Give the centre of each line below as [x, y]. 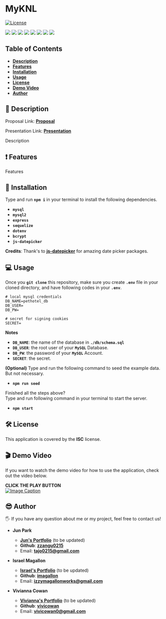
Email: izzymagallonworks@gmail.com [61, 581]
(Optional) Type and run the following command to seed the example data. [83, 368]
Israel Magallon [29, 561]
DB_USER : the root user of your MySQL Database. [60, 347]
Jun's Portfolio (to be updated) [52, 540]
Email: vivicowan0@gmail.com [53, 611]
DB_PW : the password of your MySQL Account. [58, 353]
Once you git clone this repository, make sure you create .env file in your [82, 282]
